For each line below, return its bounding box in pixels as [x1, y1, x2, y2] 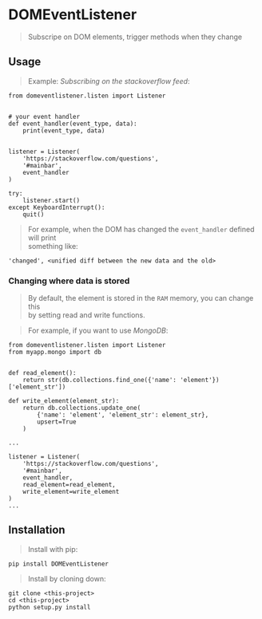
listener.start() [22, 196, 81, 204]
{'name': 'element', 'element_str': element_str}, [37, 411, 209, 420]
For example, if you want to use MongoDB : [27, 325, 169, 336]
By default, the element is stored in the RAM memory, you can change [27, 294, 254, 303]
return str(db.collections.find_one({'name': [22, 377, 177, 384]
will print [27, 233, 57, 242]
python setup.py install [8, 603, 91, 611]
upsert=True [37, 418, 77, 426]
